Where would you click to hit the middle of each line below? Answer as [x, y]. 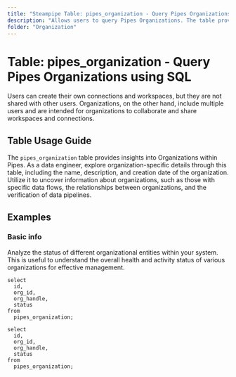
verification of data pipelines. [50, 195]
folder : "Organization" [42, 27]
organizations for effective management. [66, 267]
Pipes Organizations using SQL [99, 76]
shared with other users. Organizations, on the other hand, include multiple [116, 103]
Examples [29, 217]
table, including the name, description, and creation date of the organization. [118, 172]
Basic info [25, 237]
